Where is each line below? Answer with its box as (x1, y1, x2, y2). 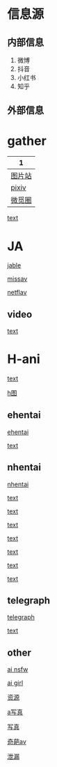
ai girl (7, 679, 24, 687)
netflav (7, 288, 27, 297)
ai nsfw (7, 665, 28, 674)
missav (7, 274, 28, 283)
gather (7, 133, 47, 148)
